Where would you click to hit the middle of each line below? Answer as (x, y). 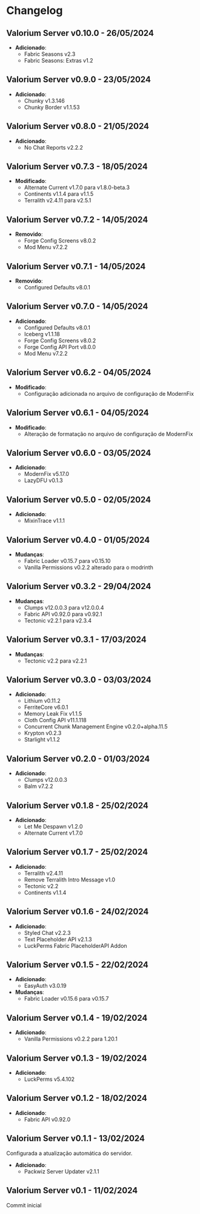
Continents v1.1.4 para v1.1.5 (59, 194)
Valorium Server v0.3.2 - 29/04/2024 (79, 586)
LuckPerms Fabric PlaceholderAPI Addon (75, 945)
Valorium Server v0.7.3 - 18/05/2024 (77, 167)
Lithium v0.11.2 (42, 701)
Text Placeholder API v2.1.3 (58, 939)
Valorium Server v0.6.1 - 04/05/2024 (78, 413)
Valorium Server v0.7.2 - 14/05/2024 (77, 219)
